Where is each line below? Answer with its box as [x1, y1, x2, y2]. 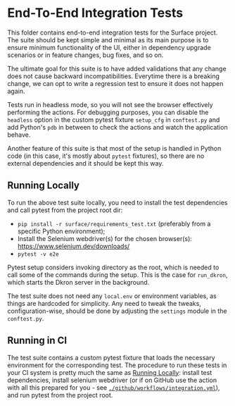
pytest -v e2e [17, 250, 59, 258]
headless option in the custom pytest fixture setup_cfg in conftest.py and [7, 115, 220, 124]
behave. [7, 130, 31, 139]
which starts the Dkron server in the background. [7, 278, 150, 286]
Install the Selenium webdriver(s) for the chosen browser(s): [17, 234, 192, 242]
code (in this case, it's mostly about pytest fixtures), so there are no [7, 152, 205, 160]
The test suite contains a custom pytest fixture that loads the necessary [7, 353, 216, 362]
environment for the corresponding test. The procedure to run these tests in [7, 361, 227, 369]
